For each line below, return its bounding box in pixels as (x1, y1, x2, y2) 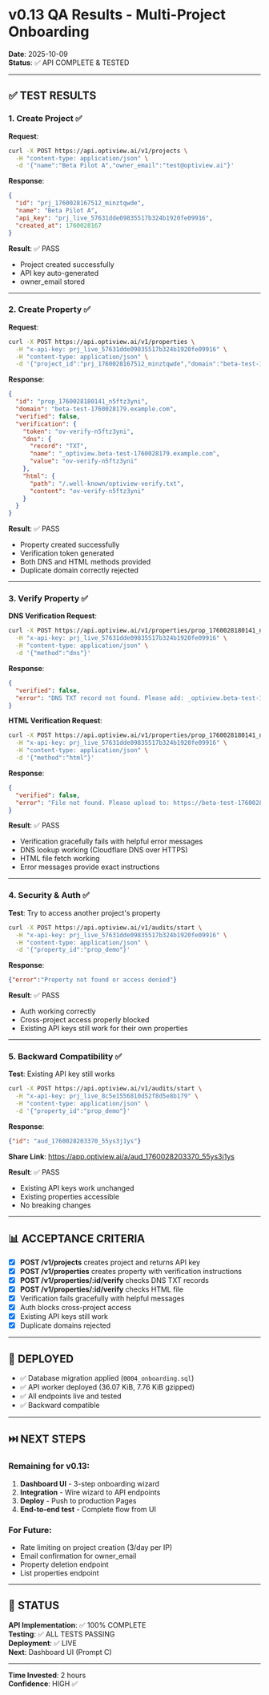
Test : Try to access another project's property (8, 908, 161, 917)
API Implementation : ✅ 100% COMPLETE (8, 1620, 147, 1629)
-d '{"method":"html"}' (15, 754, 94, 763)
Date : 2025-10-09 (8, 49, 68, 59)
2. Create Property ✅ (8, 304, 91, 315)
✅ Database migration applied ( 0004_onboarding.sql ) (19, 1373, 195, 1382)
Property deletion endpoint (19, 1559, 110, 1569)
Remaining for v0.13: (8, 1461, 90, 1472)
